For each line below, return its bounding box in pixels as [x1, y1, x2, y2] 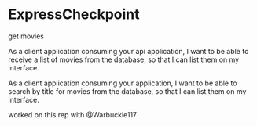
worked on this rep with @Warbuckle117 [8, 110, 138, 119]
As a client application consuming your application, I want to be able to [8, 78, 237, 88]
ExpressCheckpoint [8, 5, 140, 23]
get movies [8, 31, 45, 41]
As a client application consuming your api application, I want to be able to [8, 46, 249, 56]
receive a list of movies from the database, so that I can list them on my [8, 55, 240, 64]
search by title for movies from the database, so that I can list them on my [8, 86, 247, 95]
